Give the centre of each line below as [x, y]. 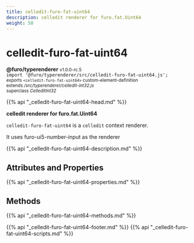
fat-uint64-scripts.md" [34, 233]
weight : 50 [20, 23]
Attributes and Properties [55, 168]
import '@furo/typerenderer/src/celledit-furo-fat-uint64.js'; [87, 75]
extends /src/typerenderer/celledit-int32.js [50, 86]
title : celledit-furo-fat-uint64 [48, 12]
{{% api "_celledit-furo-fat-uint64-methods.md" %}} [71, 215]
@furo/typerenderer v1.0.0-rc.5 [44, 69]
